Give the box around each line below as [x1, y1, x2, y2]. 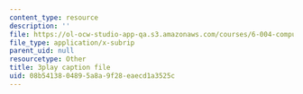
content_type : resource [9, 13, 99, 22]
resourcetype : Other [9, 55, 87, 64]
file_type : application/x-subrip [9, 38, 135, 47]
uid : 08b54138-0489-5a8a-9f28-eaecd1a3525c [9, 72, 176, 81]
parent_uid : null [9, 47, 75, 56]
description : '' [9, 21, 70, 30]
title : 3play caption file [9, 64, 111, 73]
